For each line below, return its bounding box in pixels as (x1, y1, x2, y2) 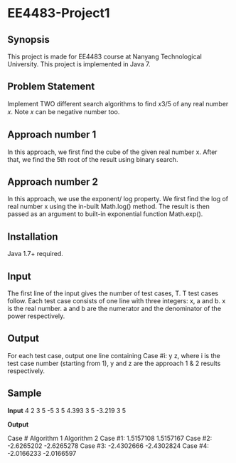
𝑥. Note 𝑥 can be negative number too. (7, 107, 120, 116)
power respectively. (7, 312, 65, 320)
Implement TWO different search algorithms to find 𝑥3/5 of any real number (7, 99, 229, 108)
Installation (7, 230, 58, 243)
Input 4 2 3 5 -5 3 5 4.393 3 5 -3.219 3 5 (7, 406, 127, 414)
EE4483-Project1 (7, 5, 110, 21)
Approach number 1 (7, 128, 97, 141)
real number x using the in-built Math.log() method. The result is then (7, 202, 210, 211)
